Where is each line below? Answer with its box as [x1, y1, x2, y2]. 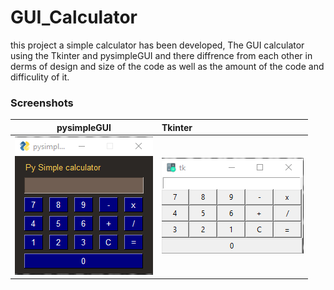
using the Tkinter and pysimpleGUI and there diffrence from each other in [10, 49, 313, 61]
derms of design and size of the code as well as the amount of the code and [10, 60, 325, 72]
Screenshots [10, 96, 74, 110]
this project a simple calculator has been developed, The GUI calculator [10, 39, 305, 51]
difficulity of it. [10, 71, 70, 83]
